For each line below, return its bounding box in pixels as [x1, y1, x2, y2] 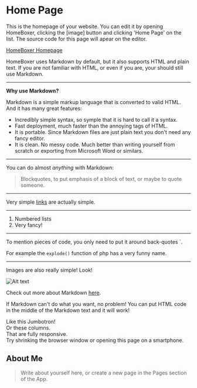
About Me [6, 353, 43, 363]
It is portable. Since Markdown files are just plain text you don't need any [14, 128, 191, 135]
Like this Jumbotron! [6, 318, 56, 325]
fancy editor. [14, 135, 45, 142]
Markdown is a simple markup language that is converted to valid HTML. [6, 98, 181, 105]
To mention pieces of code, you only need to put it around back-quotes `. [6, 238, 183, 245]
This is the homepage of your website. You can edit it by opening [6, 23, 163, 30]
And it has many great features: [6, 105, 82, 112]
